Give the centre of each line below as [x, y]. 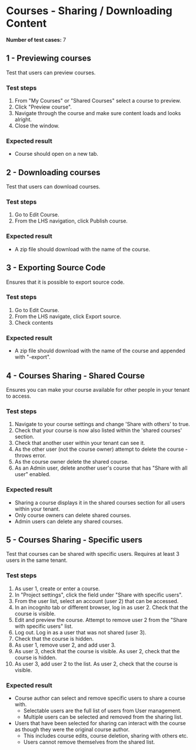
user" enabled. [33, 474]
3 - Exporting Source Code [56, 268]
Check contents [34, 322]
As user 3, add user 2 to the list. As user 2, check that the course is [96, 664]
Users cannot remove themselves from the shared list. [89, 742]
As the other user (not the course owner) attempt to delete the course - [101, 449]
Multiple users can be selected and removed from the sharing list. [103, 717]
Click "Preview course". [43, 107]
